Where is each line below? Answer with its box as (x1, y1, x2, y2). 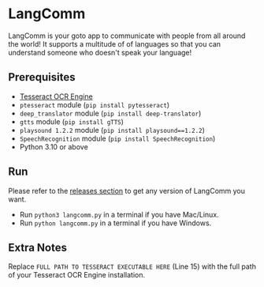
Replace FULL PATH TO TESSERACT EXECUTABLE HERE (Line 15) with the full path (8, 262, 256, 271)
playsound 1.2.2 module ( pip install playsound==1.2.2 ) (19, 125, 205, 134)
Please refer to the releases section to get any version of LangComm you (8, 186, 246, 195)
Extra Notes (8, 240, 67, 254)
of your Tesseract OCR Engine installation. (8, 270, 146, 280)
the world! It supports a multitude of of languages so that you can (8, 39, 221, 48)
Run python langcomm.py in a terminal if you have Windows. (19, 218, 212, 228)
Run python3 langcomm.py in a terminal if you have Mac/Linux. (19, 210, 219, 219)
